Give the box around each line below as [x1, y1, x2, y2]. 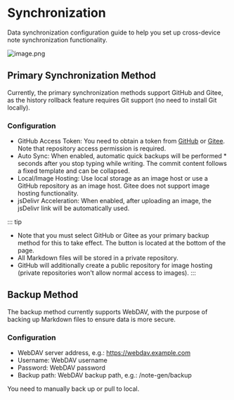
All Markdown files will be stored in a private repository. [17, 254, 179, 262]
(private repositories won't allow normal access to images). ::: [17, 269, 197, 277]
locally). [7, 103, 30, 112]
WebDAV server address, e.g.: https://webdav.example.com [17, 349, 191, 357]
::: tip [7, 218, 22, 226]
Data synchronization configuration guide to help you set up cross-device [7, 28, 221, 37]
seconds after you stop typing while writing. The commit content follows [17, 160, 227, 168]
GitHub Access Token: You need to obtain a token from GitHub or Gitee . [17, 137, 226, 146]
